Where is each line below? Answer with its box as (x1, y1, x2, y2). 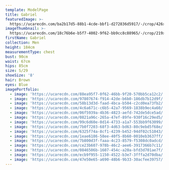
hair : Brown (5, 77, 30, 82)
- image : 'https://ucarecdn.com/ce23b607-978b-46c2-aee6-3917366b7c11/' (10, 143, 165, 148)
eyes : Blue (5, 82, 28, 87)
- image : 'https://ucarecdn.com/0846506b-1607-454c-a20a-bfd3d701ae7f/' (10, 148, 165, 153)
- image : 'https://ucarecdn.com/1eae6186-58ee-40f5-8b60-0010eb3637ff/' (10, 134, 165, 139)
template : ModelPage (5, 7, 49, 13)
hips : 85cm (5, 63, 28, 68)
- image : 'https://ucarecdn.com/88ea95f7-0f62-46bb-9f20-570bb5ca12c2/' (10, 92, 165, 97)
